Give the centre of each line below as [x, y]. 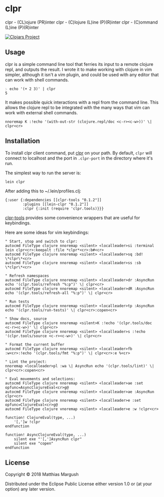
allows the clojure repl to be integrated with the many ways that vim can [78, 107]
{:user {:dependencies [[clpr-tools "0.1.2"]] [53, 200]
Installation [23, 141]
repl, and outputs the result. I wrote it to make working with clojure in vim [79, 69]
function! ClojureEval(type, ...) [40, 417]
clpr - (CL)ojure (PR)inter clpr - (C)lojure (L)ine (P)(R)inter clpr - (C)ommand [82, 22]
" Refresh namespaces [27, 276]
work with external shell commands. [42, 112]
